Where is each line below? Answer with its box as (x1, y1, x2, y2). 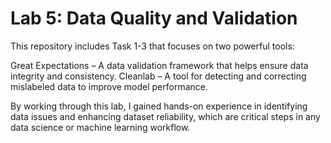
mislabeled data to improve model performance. (10, 80, 209, 92)
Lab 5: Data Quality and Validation (10, 7, 298, 30)
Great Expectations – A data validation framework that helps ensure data (10, 59, 309, 71)
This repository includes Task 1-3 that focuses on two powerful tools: (10, 40, 295, 52)
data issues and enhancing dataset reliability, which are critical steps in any (10, 110, 321, 122)
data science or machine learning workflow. (10, 121, 191, 133)
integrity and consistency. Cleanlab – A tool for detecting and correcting (10, 70, 307, 82)
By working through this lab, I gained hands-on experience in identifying (10, 100, 308, 112)
